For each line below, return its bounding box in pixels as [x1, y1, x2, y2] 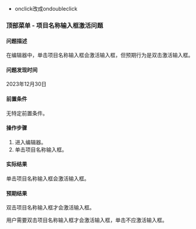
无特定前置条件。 [6, 109, 48, 117]
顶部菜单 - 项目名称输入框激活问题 [6, 21, 103, 30]
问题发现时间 [6, 66, 37, 73]
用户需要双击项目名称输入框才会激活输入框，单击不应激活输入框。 [6, 217, 167, 224]
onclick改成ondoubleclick [14, 5, 78, 12]
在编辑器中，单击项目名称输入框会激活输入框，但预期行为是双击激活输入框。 [6, 52, 194, 59]
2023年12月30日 [6, 81, 47, 88]
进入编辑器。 [14, 138, 46, 145]
